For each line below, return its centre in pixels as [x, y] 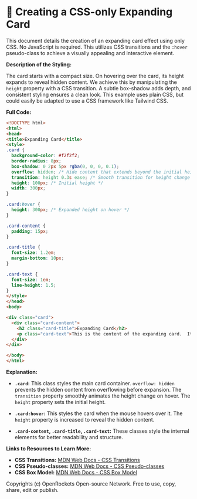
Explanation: [22, 372]
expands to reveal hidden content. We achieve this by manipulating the [91, 82]
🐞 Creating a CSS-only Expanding [89, 12]
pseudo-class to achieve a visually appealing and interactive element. [90, 53]
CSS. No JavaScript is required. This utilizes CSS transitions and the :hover [97, 47]
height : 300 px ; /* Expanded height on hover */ [71, 210]
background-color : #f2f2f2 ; [46, 156]
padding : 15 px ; [30, 231]
